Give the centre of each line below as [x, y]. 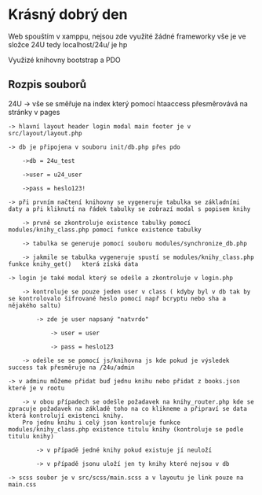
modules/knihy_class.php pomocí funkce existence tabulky [105, 230]
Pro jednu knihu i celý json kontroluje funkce [101, 423]
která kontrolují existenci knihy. [66, 416]
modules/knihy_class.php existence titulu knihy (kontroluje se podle [126, 429]
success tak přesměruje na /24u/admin [71, 368]
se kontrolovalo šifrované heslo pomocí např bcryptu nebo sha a [117, 298]
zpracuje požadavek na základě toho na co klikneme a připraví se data [127, 408]
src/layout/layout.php [45, 133]
